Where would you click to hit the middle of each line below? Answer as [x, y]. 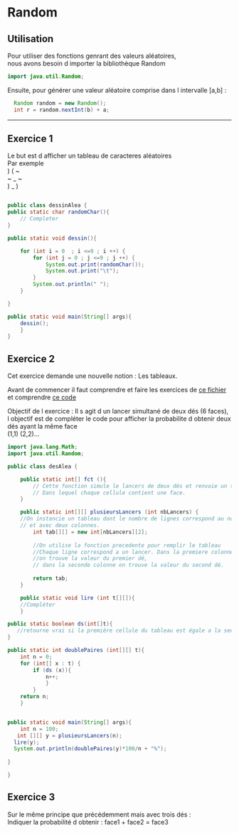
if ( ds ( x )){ [52, 670]
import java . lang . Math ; [43, 447]
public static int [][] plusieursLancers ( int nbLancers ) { [110, 512]
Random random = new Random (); [60, 103]
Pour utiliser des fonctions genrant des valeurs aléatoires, [92, 56]
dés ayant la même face [43, 426]
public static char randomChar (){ [59, 212]
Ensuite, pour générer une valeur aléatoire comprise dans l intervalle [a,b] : [117, 90]
